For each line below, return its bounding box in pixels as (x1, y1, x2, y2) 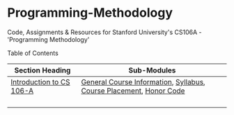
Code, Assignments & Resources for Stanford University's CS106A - (7, 28, 202, 36)
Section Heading (14, 65, 71, 75)
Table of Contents (7, 49, 59, 57)
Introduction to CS (10, 77, 71, 86)
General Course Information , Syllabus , (81, 77, 205, 86)
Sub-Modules (128, 65, 176, 75)
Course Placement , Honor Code (81, 86, 185, 95)
